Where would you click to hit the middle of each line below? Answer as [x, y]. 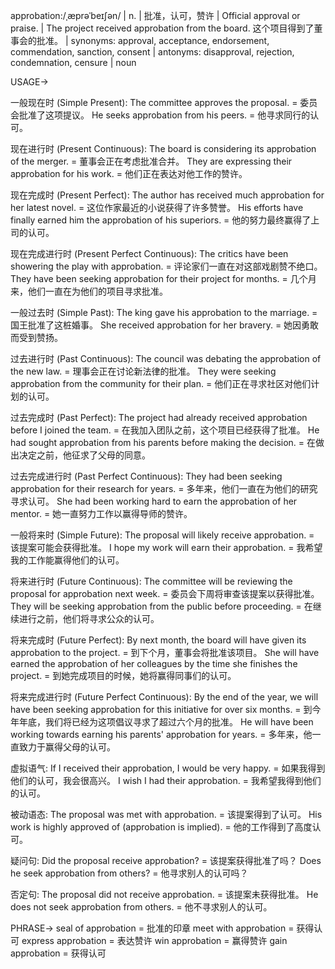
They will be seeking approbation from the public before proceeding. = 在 [161, 606]
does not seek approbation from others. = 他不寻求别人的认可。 [141, 907]
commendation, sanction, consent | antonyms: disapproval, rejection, [152, 52]
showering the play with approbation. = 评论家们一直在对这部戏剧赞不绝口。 [166, 266]
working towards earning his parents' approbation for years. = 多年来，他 [161, 734]
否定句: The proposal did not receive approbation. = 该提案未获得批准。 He [164, 894]
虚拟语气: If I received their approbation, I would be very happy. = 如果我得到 [168, 768]
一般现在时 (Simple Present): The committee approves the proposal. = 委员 [164, 102]
